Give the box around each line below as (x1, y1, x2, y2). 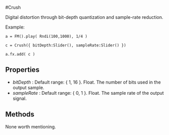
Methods (5, 110, 35, 119)
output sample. (12, 84, 45, 91)
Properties (5, 66, 40, 74)
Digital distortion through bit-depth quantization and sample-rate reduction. (5, 14, 163, 20)
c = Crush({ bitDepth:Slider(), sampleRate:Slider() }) (5, 43, 126, 48)
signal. (12, 95, 27, 101)
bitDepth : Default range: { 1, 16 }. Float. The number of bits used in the (12, 79, 161, 85)
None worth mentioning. (5, 123, 56, 129)
